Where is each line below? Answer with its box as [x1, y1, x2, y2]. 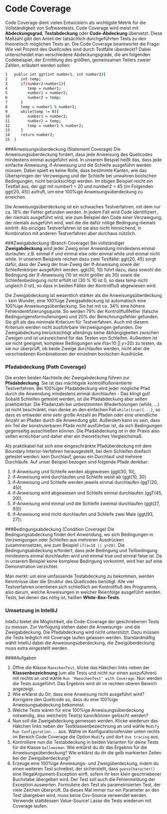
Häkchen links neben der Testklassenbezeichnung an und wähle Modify [12, 723, 160, 729]
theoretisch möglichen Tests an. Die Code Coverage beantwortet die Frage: [5, 41, 161, 47]
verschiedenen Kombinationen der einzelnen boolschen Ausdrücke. [5, 351, 145, 357]
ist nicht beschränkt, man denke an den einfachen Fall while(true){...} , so [5, 407, 161, 413]
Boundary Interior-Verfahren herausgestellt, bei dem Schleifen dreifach [5, 448, 151, 454]
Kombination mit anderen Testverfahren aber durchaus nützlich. [5, 230, 137, 236]
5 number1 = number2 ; [5, 91, 68, 96]
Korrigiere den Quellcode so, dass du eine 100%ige [12, 696, 118, 702]
